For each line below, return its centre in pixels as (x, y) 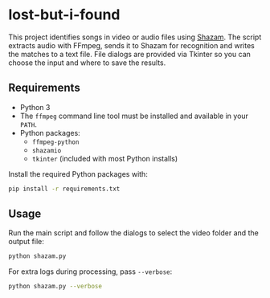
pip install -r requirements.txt (64, 189)
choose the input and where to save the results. (87, 63)
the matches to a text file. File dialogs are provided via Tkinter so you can (130, 54)
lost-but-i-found (64, 15)
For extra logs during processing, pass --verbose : (90, 271)
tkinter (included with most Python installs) (105, 158)
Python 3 (35, 107)
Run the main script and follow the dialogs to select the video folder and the (133, 233)
